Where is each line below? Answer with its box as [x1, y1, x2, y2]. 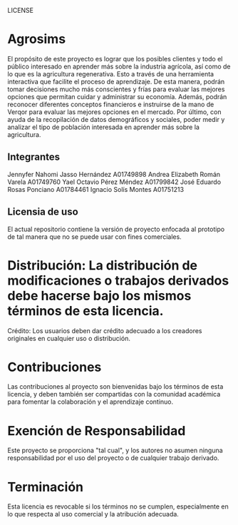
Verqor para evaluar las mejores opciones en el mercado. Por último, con [7, 107, 222, 116]
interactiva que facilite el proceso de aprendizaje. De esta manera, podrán [7, 77, 225, 86]
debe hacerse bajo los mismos [7, 287, 192, 304]
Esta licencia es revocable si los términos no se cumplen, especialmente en [7, 502, 229, 511]
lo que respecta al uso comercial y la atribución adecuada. [7, 510, 180, 519]
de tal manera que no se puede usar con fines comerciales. [7, 232, 182, 241]
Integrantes [7, 151, 61, 163]
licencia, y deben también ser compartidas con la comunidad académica [7, 390, 221, 399]
